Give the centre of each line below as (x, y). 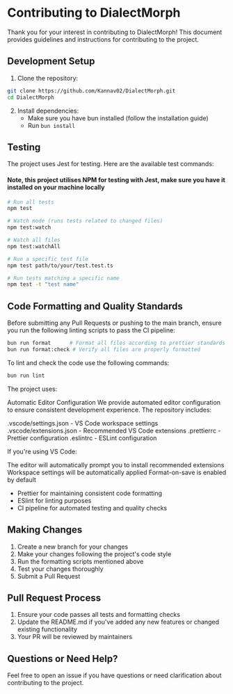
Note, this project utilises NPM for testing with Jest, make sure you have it (116, 179)
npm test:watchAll (34, 246)
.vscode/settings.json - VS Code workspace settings (83, 423)
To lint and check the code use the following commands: (88, 362)
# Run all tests (31, 202)
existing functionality (47, 629)
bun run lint (26, 376)
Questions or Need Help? (63, 659)
